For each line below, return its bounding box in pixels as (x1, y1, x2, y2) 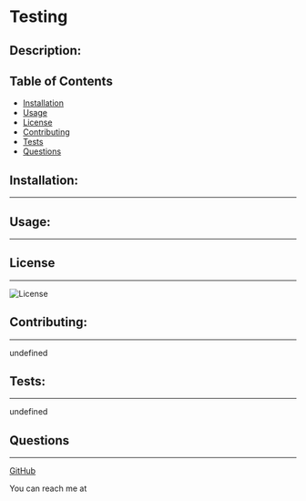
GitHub (9, 465, 36, 476)
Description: (9, 43, 82, 58)
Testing (9, 6, 68, 27)
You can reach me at (9, 483, 87, 494)
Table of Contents (9, 73, 114, 88)
